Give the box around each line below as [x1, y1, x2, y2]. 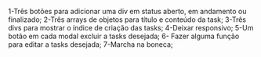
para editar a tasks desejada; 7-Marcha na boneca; [8, 40, 173, 49]
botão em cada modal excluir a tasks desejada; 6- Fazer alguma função [8, 31, 240, 41]
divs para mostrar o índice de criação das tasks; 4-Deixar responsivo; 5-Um [8, 23, 254, 32]
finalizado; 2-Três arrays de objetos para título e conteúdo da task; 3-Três [8, 15, 247, 24]
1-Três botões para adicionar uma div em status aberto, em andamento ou [8, 7, 247, 16]
